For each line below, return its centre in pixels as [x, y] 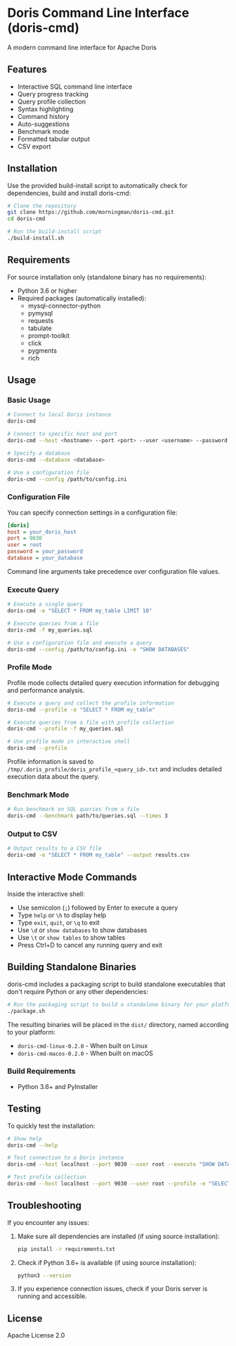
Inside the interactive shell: [46, 894]
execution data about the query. [53, 776]
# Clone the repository [42, 206]
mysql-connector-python [64, 306]
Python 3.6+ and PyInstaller [58, 1086]
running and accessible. [52, 1296]
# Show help [25, 1138]
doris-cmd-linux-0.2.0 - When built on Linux [83, 1045]
